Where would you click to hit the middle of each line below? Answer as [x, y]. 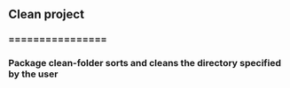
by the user [33, 74]
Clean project [47, 15]
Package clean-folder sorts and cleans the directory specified [145, 63]
